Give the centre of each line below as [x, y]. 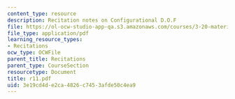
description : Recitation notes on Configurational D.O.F [92, 20]
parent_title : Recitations [47, 59]
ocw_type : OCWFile [34, 53]
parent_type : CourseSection [48, 66]
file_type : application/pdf [48, 33]
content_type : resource [42, 14]
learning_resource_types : [45, 40]
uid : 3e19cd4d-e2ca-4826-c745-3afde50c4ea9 [72, 85]
